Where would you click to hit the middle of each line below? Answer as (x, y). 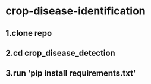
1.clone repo (29, 33)
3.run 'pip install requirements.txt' (71, 74)
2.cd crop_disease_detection (60, 53)
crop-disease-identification (76, 11)
